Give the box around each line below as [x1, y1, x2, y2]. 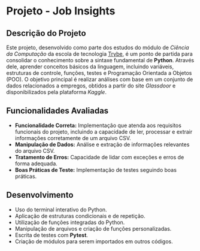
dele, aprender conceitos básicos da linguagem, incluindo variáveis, [6, 63, 174, 70]
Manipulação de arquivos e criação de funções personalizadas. [14, 225, 172, 232]
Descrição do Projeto [6, 28, 86, 38]
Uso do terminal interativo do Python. [14, 205, 107, 213]
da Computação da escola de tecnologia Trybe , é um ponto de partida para [6, 50, 193, 58]
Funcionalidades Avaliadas [6, 106, 109, 116]
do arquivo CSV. [14, 147, 55, 154]
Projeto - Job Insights [6, 4, 116, 18]
